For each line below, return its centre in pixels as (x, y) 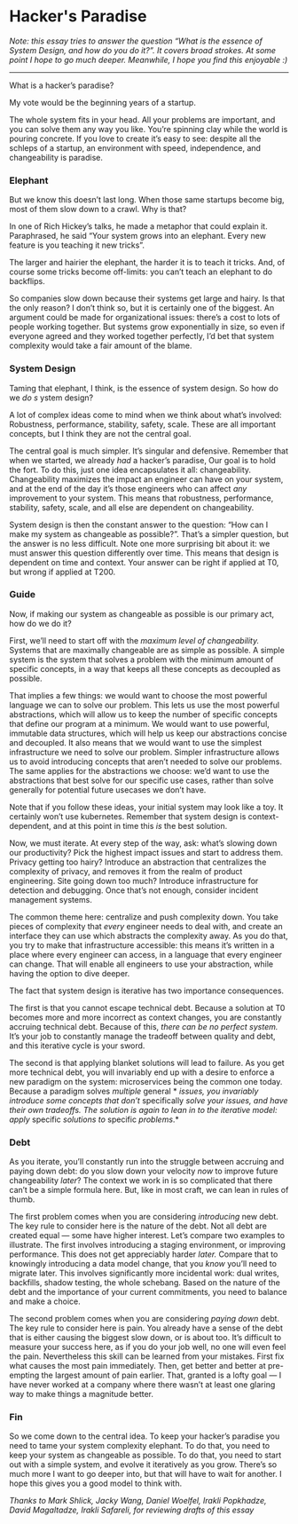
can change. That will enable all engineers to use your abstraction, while (141, 964)
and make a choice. (45, 1301)
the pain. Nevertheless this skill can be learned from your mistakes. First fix (147, 1356)
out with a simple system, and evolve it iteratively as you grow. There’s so (143, 1465)
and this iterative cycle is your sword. (77, 1046)
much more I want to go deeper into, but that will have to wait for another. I (145, 1474)
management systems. (51, 899)
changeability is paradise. (56, 157)
